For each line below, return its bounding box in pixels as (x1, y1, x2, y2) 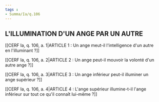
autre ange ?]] (5, 62, 34, 68)
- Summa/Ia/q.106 (5, 12, 40, 17)
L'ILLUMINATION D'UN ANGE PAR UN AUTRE (5, 30, 143, 38)
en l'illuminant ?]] (5, 48, 40, 53)
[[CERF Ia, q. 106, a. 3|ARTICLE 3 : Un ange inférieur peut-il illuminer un (5, 71, 149, 78)
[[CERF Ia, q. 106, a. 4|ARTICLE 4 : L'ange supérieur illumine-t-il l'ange (5, 86, 146, 92)
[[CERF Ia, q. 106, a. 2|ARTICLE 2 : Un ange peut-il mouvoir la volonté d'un (5, 57, 155, 63)
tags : (5, 7, 19, 12)
